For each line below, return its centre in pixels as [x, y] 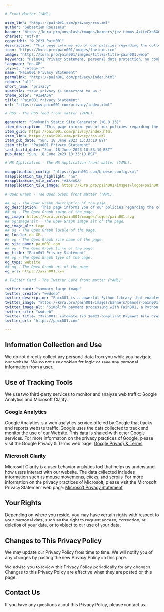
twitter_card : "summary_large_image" [43, 289]
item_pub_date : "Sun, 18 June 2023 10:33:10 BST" [57, 140]
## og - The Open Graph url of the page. [48, 267]
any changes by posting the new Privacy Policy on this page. [66, 558]
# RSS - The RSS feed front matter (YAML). [50, 113]
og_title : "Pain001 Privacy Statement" [46, 253]
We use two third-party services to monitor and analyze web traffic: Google [81, 394]
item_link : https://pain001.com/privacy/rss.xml [55, 136]
